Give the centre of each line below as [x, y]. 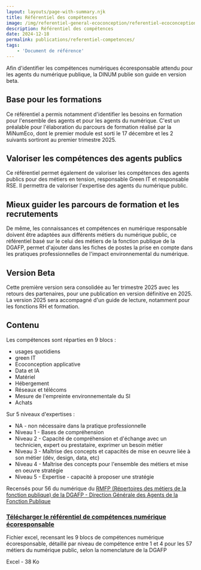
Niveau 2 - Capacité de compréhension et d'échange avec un [91, 438]
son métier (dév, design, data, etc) [57, 458]
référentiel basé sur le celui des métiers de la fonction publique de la [91, 241]
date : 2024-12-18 [28, 34]
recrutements [32, 214]
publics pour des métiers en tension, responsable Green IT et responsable [98, 179]
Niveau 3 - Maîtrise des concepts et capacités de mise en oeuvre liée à [103, 451]
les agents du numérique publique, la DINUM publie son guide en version [96, 74]
